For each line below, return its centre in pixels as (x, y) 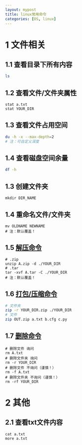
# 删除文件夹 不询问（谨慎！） (33, 377)
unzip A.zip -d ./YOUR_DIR (33, 264)
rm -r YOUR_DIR (21, 363)
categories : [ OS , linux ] (31, 19)
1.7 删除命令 (23, 336)
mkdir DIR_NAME (21, 198)
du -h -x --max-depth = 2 (30, 137)
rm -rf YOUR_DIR (22, 382)
